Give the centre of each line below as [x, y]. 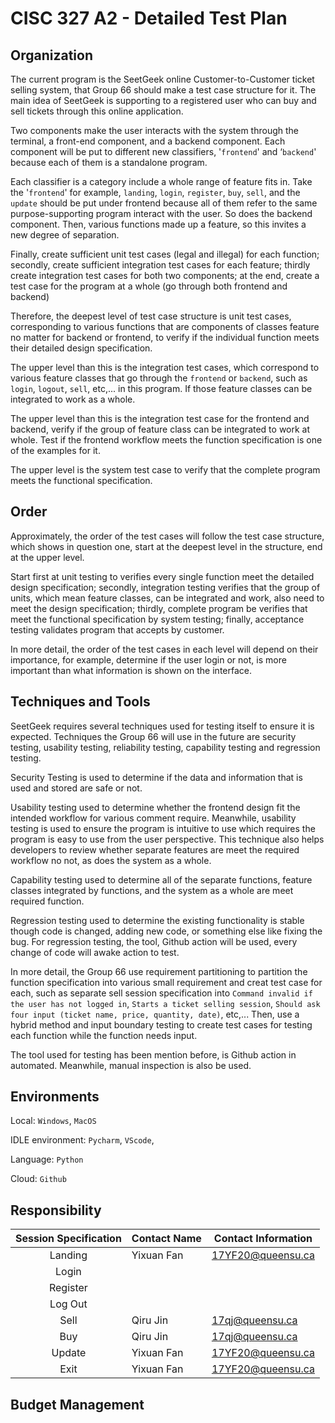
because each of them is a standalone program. [109, 162]
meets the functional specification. [81, 480]
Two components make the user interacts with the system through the [155, 130]
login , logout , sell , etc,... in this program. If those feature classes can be [161, 388]
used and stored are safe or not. [76, 788]
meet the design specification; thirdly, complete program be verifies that [159, 608]
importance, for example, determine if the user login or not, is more [148, 659]
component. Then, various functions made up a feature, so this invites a [158, 224]
